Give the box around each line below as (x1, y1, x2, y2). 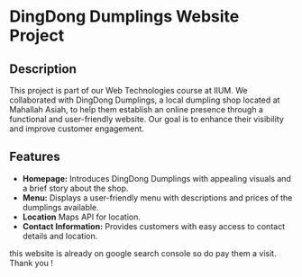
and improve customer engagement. (9, 123, 144, 134)
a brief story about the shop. (22, 183, 129, 193)
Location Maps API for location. (22, 211, 142, 222)
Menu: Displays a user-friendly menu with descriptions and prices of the (22, 192, 293, 203)
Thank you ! (9, 257, 54, 268)
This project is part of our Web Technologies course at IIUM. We (9, 85, 248, 95)
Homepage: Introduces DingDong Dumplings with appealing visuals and (22, 173, 291, 183)
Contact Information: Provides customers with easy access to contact (22, 220, 286, 231)
